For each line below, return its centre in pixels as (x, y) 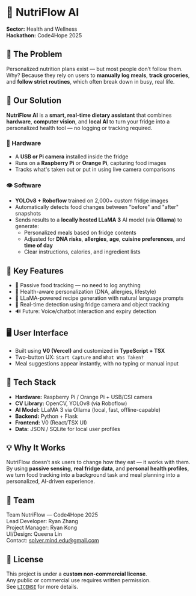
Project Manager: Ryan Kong (42, 528)
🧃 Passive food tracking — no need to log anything (78, 285)
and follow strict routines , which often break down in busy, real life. (90, 81)
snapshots (28, 214)
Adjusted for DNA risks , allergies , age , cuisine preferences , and (105, 239)
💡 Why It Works (36, 448)
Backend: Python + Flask (46, 416)
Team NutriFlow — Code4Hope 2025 (52, 515)
